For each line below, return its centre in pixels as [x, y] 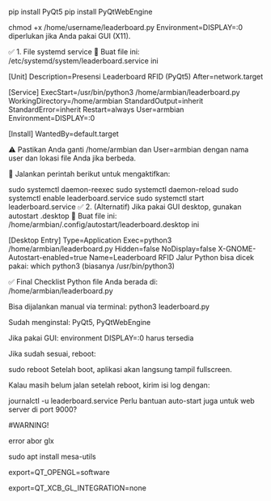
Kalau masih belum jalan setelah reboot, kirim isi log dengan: [109, 385]
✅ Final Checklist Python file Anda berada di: [83, 282]
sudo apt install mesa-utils [52, 456]
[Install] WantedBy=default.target [64, 134]
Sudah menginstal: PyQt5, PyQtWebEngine [80, 322]
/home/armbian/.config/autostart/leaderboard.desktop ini [104, 225]
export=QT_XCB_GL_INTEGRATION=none [78, 488]
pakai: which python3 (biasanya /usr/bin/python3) [92, 266]
